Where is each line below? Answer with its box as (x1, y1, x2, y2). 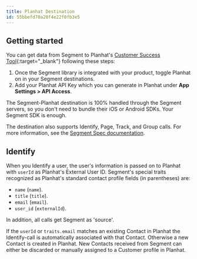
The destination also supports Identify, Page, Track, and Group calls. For (6, 123, 182, 130)
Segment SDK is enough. (6, 112, 67, 119)
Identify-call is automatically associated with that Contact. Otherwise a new (6, 234, 189, 241)
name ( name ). (14, 186, 43, 193)
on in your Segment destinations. (14, 75, 95, 82)
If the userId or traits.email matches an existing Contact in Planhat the (6, 228, 181, 235)
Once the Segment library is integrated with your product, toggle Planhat (14, 69, 191, 77)
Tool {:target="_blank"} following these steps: (6, 58, 116, 65)
